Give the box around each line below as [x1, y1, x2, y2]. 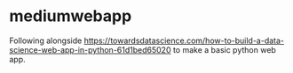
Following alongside [9, 35, 83, 46]
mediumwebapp [9, 6, 132, 26]
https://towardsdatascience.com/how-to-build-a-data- [83, 35, 285, 46]
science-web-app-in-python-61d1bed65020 [9, 44, 171, 55]
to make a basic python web [172, 44, 277, 55]
